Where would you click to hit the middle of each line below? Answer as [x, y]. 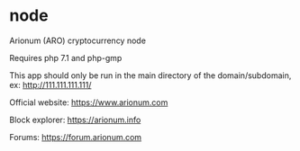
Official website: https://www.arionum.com [89, 102]
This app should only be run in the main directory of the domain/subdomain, [150, 75]
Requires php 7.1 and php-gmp [66, 58]
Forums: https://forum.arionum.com [76, 137]
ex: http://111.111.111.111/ [50, 84]
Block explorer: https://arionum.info [75, 120]
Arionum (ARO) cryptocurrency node [78, 40]
